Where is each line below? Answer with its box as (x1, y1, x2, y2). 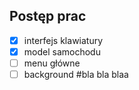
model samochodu (23, 45, 101, 58)
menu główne (23, 57, 81, 69)
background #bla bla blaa (23, 69, 129, 80)
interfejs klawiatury (23, 34, 104, 46)
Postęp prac (9, 8, 87, 25)
